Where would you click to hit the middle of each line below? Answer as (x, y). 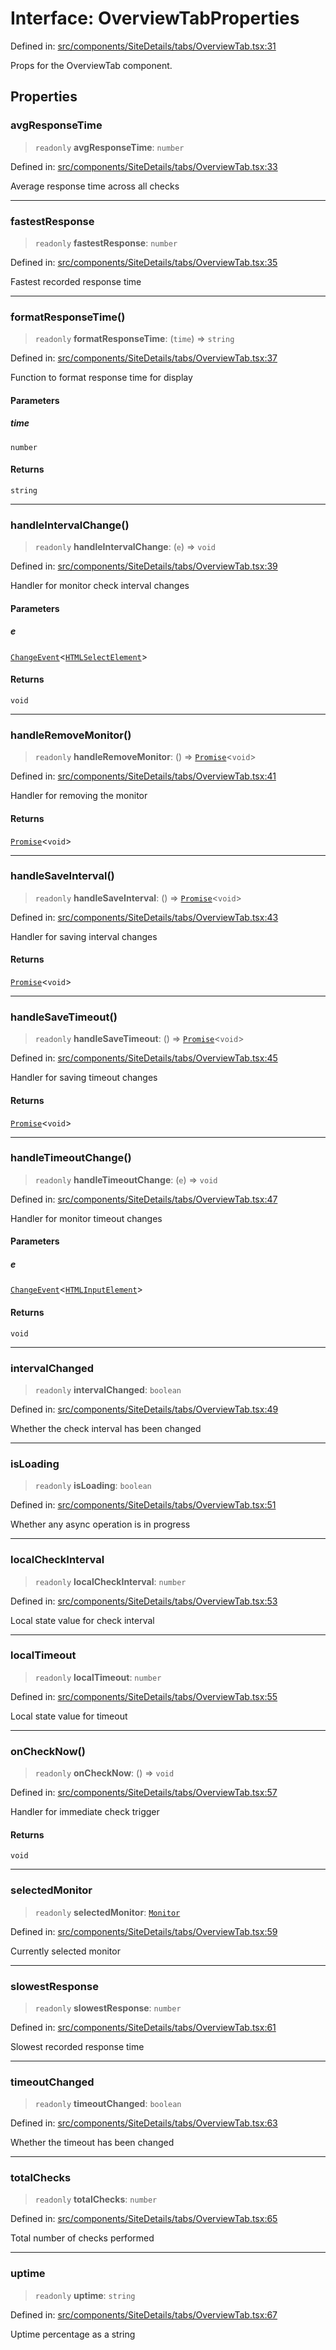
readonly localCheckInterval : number (110, 1581)
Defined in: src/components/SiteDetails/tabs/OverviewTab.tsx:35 (144, 262)
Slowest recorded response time (77, 2046)
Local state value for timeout (69, 1716)
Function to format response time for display (101, 378)
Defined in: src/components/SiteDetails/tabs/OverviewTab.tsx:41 (143, 776)
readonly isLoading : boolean (93, 1486)
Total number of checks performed (82, 2238)
